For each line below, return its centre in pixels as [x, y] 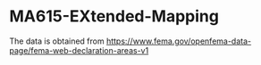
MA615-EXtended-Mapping [114, 16]
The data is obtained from [57, 41]
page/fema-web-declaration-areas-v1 [79, 50]
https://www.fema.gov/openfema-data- [179, 41]
